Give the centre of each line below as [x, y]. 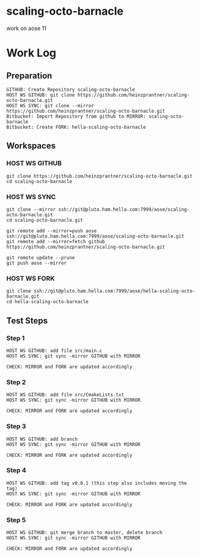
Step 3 [16, 426]
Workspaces [31, 146]
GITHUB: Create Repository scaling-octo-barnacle [71, 89]
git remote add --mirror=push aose [52, 231]
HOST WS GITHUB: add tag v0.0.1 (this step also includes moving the [97, 483]
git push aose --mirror [37, 263]
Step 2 [16, 382]
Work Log [31, 53]
